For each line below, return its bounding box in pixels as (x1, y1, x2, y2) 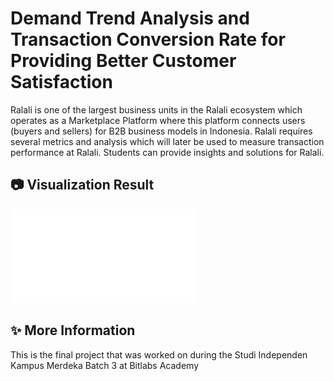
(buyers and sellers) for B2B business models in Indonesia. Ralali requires (10, 125, 313, 137)
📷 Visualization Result (10, 177, 155, 194)
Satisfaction (10, 71, 113, 94)
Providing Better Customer (10, 50, 237, 72)
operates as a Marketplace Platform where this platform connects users (10, 114, 306, 126)
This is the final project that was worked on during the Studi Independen (10, 348, 308, 361)
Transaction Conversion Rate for (10, 28, 286, 51)
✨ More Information (10, 322, 136, 339)
